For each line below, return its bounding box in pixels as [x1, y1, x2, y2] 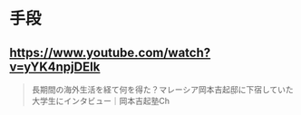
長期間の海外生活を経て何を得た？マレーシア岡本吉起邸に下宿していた [31, 84, 295, 95]
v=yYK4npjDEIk [9, 59, 101, 74]
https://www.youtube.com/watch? [9, 44, 211, 60]
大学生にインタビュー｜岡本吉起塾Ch [31, 96, 170, 106]
